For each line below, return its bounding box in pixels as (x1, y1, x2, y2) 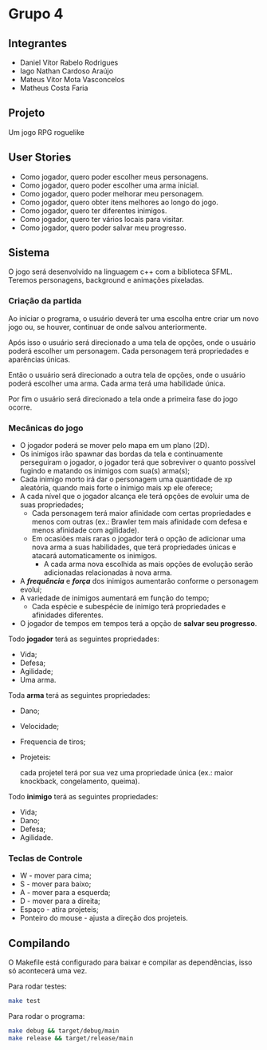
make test (8, 997, 41, 1005)
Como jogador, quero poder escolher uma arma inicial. (19, 180, 199, 190)
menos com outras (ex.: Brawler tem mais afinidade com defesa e (31, 517, 248, 527)
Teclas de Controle (8, 852, 83, 863)
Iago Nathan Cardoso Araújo (19, 66, 114, 76)
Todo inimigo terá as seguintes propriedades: (8, 792, 159, 802)
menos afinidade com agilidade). (31, 525, 139, 535)
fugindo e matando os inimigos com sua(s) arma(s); (19, 466, 190, 476)
